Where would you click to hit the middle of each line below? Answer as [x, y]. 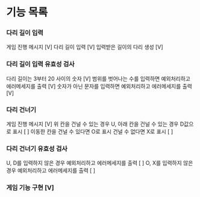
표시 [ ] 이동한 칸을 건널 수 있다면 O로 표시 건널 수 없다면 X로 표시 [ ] [93, 132]
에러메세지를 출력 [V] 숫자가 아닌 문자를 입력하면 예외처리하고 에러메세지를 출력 [99, 86]
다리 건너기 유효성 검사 [37, 149]
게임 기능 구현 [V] [30, 188]
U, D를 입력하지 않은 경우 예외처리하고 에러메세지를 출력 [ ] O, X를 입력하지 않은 [100, 163]
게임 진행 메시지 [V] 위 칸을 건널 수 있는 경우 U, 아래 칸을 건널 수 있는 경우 [92, 124]
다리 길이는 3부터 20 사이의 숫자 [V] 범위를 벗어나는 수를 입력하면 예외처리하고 [98, 79]
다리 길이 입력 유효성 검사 [41, 64]
